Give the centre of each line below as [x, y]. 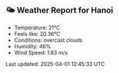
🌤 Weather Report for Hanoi [59, 10]
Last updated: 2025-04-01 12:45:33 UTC [55, 64]
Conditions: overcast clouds [48, 40]
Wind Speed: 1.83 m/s [41, 52]
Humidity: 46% [33, 46]
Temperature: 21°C [37, 27]
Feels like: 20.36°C [37, 34]
